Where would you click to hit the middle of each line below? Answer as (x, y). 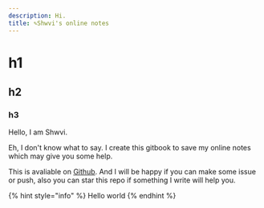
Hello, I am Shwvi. (38, 132)
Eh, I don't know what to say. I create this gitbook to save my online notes (130, 148)
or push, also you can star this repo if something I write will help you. (122, 180)
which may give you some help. (61, 156)
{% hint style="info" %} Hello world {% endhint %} (92, 196)
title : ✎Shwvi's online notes (59, 23)
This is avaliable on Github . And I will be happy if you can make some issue (132, 172)
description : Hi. (37, 16)
